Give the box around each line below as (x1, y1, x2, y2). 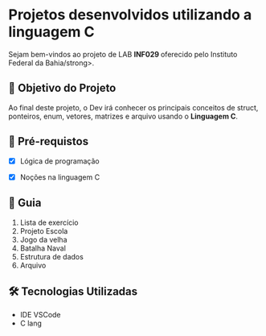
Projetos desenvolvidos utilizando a (8, 6, 252, 24)
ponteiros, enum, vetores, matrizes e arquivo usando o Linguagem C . (8, 111, 239, 121)
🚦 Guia (8, 196, 42, 210)
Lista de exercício (19, 218, 79, 227)
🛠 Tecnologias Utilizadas (8, 284, 138, 298)
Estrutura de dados (19, 251, 84, 261)
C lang (19, 318, 43, 328)
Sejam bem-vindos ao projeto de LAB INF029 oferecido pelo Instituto (8, 49, 238, 59)
